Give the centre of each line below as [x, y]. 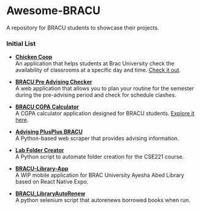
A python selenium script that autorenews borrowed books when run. [103, 200]
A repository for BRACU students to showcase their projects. [83, 28]
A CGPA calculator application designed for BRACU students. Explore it [105, 114]
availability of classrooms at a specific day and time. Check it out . [98, 70]
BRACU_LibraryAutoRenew [50, 193]
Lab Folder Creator [40, 150]
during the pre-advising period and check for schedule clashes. [96, 95]
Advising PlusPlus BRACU [49, 132]
